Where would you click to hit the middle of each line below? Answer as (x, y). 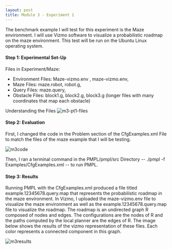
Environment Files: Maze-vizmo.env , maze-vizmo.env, (71, 79)
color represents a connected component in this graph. (63, 232)
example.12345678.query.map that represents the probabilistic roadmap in (84, 194)
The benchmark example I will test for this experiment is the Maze (75, 29)
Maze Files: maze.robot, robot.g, (47, 84)
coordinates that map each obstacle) (51, 101)
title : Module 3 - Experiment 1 (40, 15)
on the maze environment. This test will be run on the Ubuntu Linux (76, 40)
